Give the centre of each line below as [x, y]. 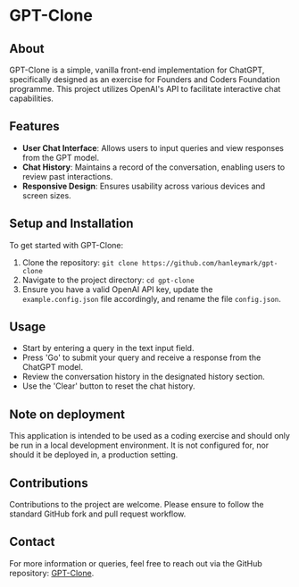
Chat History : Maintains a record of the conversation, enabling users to [154, 167]
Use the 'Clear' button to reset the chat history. [108, 386]
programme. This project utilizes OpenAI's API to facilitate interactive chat [145, 89]
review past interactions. [67, 176]
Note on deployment [67, 414]
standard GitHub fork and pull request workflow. [98, 514]
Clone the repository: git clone [80, 262]
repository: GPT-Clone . [52, 573]
